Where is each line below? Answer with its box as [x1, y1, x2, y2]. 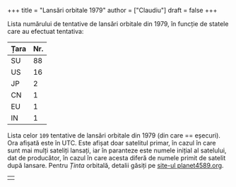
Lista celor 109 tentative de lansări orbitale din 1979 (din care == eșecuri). [7, 131, 221, 140]
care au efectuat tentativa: [7, 28, 84, 35]
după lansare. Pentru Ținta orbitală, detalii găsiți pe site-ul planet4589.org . [7, 162, 224, 169]
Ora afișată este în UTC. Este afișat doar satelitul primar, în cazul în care [7, 139, 216, 147]
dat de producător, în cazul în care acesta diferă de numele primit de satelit [7, 154, 226, 162]
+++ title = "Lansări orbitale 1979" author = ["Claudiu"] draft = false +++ [7, 6, 218, 14]
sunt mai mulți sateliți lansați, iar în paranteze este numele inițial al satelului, [7, 146, 227, 155]
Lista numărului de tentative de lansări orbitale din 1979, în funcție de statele [7, 20, 229, 28]
